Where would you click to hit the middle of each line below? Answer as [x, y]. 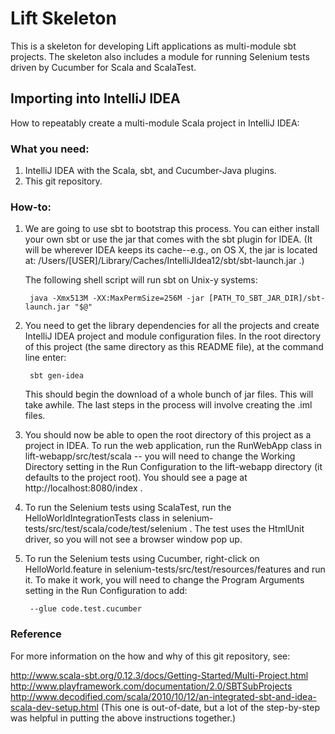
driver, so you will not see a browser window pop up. [133, 539]
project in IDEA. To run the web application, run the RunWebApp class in [173, 446]
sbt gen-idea [56, 376]
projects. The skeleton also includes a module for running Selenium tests [160, 56]
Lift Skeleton [63, 18]
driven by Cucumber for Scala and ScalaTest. [103, 67]
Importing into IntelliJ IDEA [95, 98]
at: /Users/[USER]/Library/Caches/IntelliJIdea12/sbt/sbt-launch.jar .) [164, 261]
